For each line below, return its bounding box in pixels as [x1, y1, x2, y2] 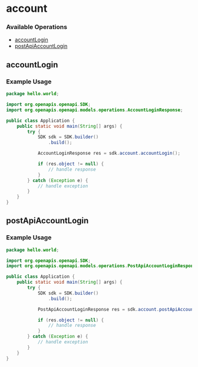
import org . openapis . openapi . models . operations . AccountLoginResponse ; [6, 107, 183, 113]
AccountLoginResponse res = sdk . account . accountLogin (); [37, 150, 181, 157]
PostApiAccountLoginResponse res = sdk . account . [37, 306, 160, 312]
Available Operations [6, 23, 68, 31]
